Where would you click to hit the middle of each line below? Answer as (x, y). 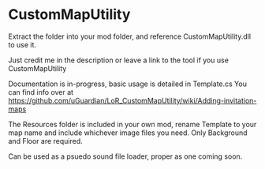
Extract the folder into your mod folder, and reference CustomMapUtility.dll (129, 36)
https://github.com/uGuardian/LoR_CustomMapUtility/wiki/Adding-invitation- (132, 100)
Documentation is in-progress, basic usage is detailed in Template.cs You (127, 84)
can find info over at (41, 92)
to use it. (22, 44)
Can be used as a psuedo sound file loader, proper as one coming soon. (125, 156)
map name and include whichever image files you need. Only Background (128, 133)
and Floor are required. (45, 141)
